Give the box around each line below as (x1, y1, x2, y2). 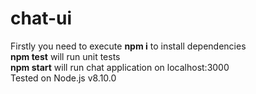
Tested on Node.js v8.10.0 (10, 72, 117, 84)
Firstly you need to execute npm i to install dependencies (10, 40, 247, 52)
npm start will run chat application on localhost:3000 (10, 61, 230, 73)
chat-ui (10, 7, 73, 30)
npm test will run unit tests (10, 50, 121, 62)
